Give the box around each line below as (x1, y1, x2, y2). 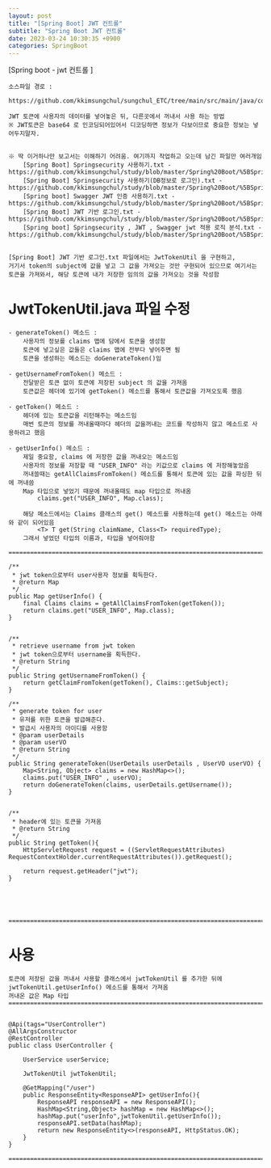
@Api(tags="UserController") (8, 1020, 106, 1028)
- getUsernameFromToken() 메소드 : (8, 370, 123, 378)
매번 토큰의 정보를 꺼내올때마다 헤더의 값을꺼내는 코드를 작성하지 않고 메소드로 (23, 420, 248, 428)
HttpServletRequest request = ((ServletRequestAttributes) (23, 846, 226, 854)
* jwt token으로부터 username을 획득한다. (11, 651, 142, 659)
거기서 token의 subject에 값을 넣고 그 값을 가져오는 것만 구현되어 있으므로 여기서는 (8, 262, 257, 271)
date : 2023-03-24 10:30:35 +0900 (8, 34, 121, 43)
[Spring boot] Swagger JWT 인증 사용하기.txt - (23, 192, 176, 200)
